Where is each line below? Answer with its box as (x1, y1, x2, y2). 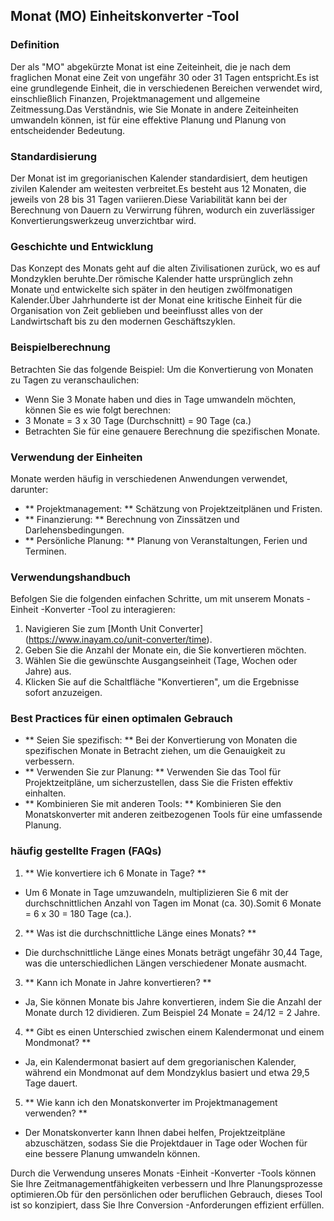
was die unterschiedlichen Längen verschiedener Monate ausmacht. (24, 957, 308, 969)
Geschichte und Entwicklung (10, 239, 154, 253)
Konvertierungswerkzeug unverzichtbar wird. (10, 214, 197, 226)
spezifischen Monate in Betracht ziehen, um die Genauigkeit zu (24, 745, 286, 757)
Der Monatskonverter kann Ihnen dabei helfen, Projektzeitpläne (24, 1126, 286, 1138)
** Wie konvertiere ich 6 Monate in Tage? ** (24, 867, 207, 879)
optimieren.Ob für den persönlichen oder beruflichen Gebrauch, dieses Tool (10, 1188, 323, 1200)
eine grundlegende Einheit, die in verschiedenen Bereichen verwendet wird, (10, 82, 323, 94)
